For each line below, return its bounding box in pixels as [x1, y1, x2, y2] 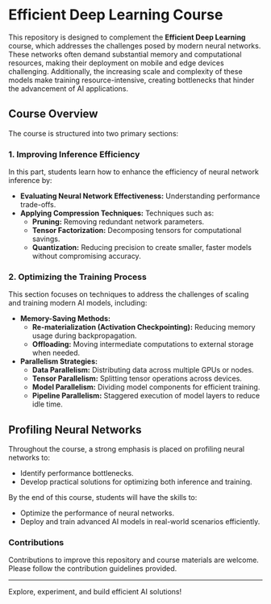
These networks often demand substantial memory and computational [8, 49, 242, 59]
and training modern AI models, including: [8, 298, 148, 308]
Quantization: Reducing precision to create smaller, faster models [31, 243, 252, 252]
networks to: [8, 453, 51, 463]
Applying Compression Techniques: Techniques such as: [19, 208, 215, 219]
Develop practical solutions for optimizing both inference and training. [19, 477, 252, 487]
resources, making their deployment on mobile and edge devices [8, 58, 224, 68]
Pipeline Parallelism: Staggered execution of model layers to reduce [31, 391, 261, 401]
